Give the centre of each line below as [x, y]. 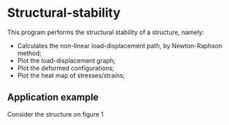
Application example [53, 97]
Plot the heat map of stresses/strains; [71, 75]
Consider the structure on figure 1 [55, 114]
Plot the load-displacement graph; [66, 60]
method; [29, 53]
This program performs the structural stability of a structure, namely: [106, 32]
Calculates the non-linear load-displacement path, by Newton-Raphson [120, 45]
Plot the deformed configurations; [66, 68]
